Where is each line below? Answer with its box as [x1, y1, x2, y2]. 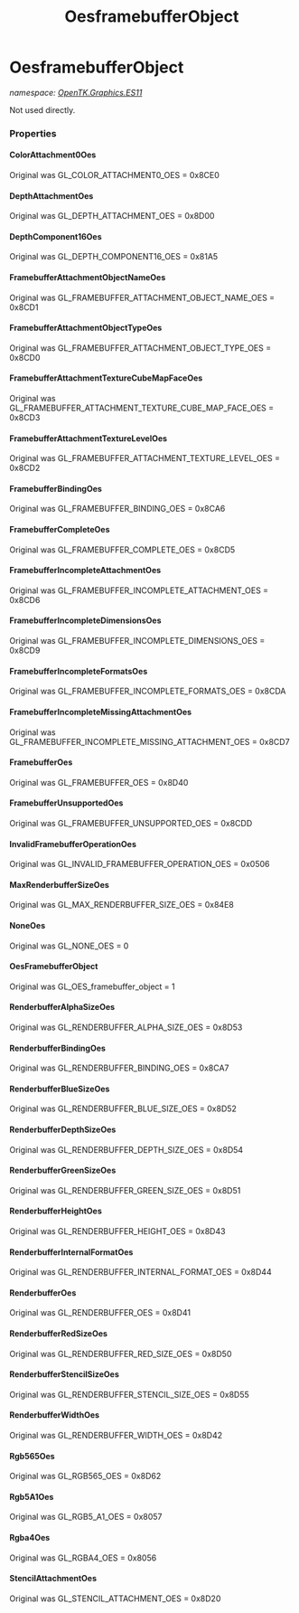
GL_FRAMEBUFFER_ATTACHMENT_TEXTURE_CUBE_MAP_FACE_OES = [9, 402, 275, 413]
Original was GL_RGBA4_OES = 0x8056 [9, 1552, 157, 1563]
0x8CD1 [9, 301, 39, 313]
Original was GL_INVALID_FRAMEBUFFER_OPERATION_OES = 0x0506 [9, 859, 270, 870]
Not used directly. [9, 104, 76, 115]
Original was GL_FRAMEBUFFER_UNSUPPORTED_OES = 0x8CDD [9, 817, 253, 828]
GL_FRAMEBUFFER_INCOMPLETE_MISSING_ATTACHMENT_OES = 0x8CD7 [9, 736, 291, 747]
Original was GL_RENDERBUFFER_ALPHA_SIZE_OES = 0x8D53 [9, 1022, 243, 1033]
